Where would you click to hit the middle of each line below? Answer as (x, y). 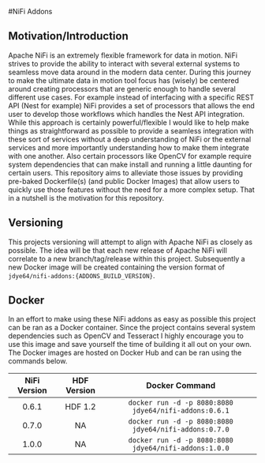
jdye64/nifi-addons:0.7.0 (181, 429)
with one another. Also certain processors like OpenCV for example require (130, 156)
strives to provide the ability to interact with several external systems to (124, 63)
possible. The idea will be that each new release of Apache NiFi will (118, 250)
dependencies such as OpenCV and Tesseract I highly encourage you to (126, 336)
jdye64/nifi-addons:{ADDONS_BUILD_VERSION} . (82, 275)
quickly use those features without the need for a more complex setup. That (131, 190)
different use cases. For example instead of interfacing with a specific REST (131, 97)
